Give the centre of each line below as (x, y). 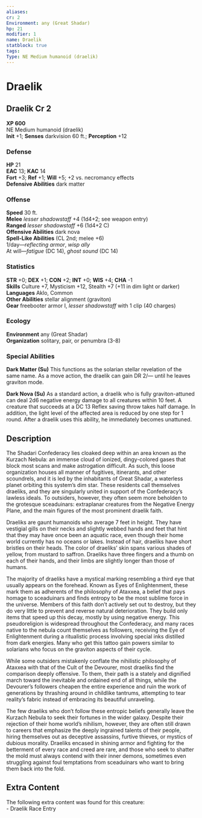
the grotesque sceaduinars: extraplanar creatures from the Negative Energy (100, 504)
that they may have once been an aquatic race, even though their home (95, 535)
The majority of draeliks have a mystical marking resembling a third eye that (100, 579)
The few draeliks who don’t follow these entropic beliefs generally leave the (100, 711)
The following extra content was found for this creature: (75, 802)
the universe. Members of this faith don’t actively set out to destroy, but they (101, 604)
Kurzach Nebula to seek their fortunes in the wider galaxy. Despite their (95, 717)
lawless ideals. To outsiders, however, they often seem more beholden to (97, 497)
